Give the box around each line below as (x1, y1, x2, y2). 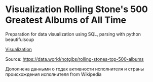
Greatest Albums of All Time (5, 14, 127, 26)
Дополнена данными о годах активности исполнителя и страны (5, 66, 144, 72)
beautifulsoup (5, 36, 34, 43)
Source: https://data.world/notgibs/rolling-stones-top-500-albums (5, 56, 144, 62)
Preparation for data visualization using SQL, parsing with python (5, 31, 141, 37)
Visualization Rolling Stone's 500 (5, 4, 148, 15)
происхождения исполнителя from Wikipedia (5, 71, 102, 77)
